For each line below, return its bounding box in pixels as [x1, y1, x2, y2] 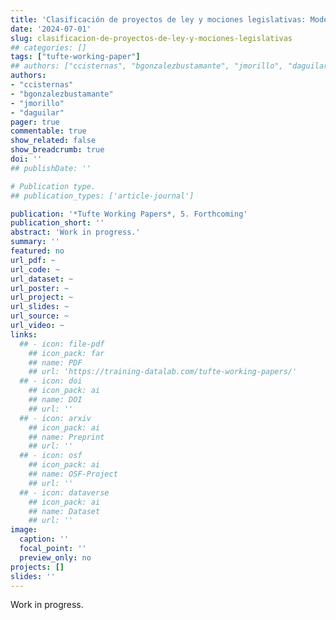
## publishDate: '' [10, 163, 92, 173]
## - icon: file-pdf [19, 339, 105, 349]
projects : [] [10, 562, 65, 572]
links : [10, 329, 38, 340]
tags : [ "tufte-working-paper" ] [10, 52, 141, 62]
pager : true [10, 117, 60, 127]
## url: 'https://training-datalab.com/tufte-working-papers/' [28, 367, 298, 377]
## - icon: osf [19, 451, 83, 461]
